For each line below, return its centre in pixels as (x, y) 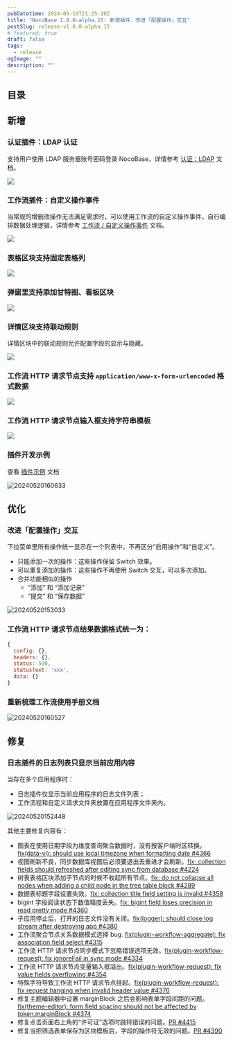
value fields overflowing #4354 (62, 974)
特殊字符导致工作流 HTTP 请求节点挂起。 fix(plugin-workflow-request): (118, 982)
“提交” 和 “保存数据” (56, 596)
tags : (15, 46)
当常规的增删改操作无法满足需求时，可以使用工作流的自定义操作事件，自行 (113, 217)
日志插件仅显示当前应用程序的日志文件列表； (81, 794)
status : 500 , (32, 663)
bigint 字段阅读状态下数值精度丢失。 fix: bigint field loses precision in (115, 902)
